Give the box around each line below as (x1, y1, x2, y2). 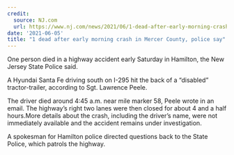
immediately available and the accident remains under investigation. (7, 119, 202, 127)
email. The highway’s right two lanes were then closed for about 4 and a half (7, 104, 227, 113)
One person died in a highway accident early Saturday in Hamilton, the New (7, 55, 225, 63)
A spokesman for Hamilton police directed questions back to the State (7, 133, 208, 141)
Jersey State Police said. (7, 63, 78, 71)
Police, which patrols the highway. (7, 140, 106, 148)
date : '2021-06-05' (7, 29, 64, 37)
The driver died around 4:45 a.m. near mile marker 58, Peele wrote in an (7, 97, 214, 105)
